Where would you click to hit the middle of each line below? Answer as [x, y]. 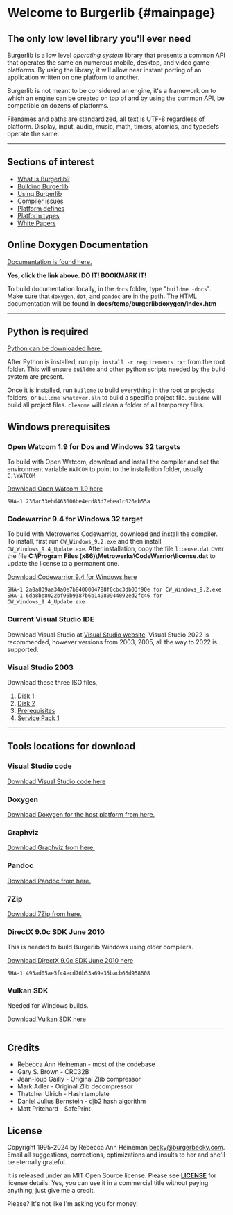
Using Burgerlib [40, 193]
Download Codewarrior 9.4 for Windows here [72, 577]
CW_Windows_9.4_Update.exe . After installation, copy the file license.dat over [115, 549]
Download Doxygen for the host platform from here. [81, 814]
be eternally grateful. [37, 1162]
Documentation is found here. [50, 261]
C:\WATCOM [21, 476]
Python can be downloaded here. [55, 348]
